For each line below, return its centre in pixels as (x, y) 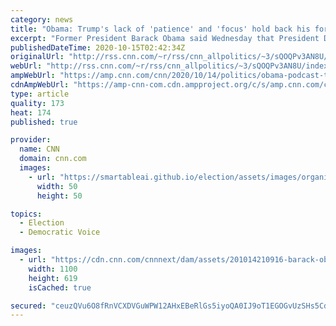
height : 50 (59, 196)
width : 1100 (53, 269)
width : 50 (57, 186)
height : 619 (53, 278)
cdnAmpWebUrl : (40, 85)
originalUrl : (37, 57)
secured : (28, 306)
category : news (42, 19)
